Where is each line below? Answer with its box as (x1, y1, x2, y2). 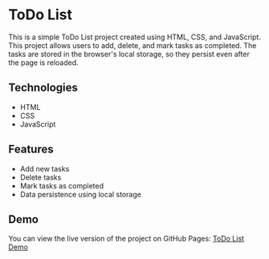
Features (8, 143, 54, 156)
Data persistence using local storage (19, 189, 142, 199)
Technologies (8, 81, 79, 95)
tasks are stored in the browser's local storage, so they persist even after (8, 49, 251, 59)
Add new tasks (19, 164, 70, 173)
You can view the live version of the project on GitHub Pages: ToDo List (8, 234, 245, 244)
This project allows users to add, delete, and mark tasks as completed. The (8, 40, 257, 50)
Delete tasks (19, 172, 62, 182)
